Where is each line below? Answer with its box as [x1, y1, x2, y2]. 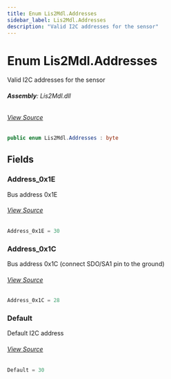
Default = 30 [7, 367, 45, 373]
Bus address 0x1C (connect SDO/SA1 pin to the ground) [7, 260, 165, 268]
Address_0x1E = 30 [7, 227, 60, 234]
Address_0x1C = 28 [7, 297, 60, 304]
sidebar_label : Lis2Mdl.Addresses [7, 17, 107, 24]
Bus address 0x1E [7, 190, 58, 198]
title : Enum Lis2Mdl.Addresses [7, 10, 97, 17]
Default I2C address [7, 329, 64, 337]
